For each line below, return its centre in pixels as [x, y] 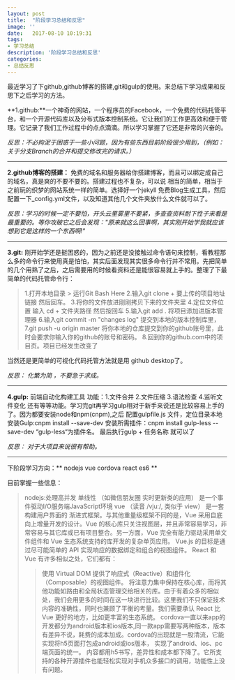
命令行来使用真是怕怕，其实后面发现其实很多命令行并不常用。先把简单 [126, 261]
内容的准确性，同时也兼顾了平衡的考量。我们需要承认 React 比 [131, 608]
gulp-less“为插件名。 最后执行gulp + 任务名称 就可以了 [116, 431]
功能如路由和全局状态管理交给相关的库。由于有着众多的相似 [134, 591]
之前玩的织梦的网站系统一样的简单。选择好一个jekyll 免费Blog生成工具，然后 [117, 190]
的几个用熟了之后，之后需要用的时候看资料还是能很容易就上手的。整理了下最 [117, 269]
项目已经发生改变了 [70, 346]
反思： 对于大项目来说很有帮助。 [54, 446]
